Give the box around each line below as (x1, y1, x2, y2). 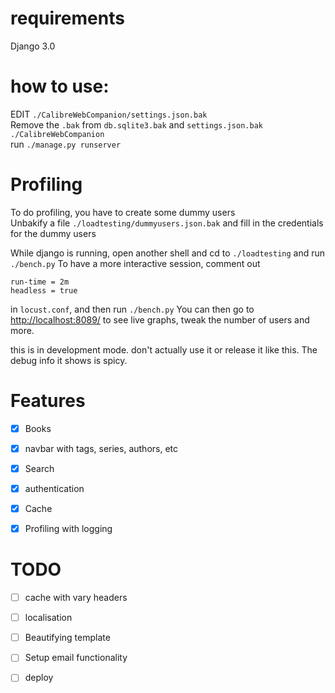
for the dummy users (10, 227, 97, 239)
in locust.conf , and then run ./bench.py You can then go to (10, 303, 255, 315)
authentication (24, 482, 85, 494)
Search (24, 462, 55, 474)
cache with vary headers (24, 592, 128, 604)
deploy (24, 672, 54, 684)
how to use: (10, 75, 110, 98)
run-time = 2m (10, 277, 70, 287)
